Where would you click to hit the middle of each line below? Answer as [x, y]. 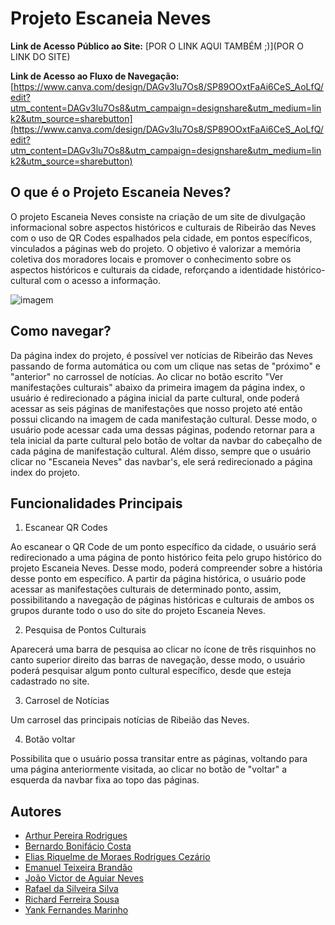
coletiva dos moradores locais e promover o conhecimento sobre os [151, 259]
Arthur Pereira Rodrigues [76, 836]
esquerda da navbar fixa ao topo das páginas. [105, 780]
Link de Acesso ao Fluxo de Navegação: [95, 76]
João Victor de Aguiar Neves [84, 878]
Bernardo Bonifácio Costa [78, 846]
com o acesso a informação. [102, 280]
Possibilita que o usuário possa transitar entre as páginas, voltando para [159, 759]
